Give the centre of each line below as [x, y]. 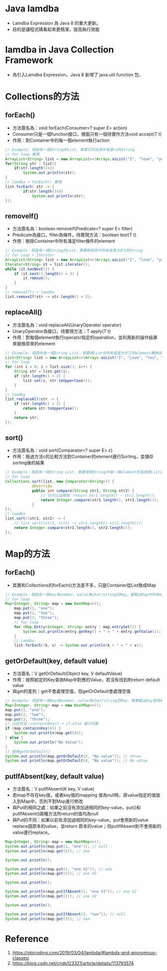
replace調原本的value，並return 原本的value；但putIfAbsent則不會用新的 [87, 826]
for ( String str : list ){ [31, 164]
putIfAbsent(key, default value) [55, 776]
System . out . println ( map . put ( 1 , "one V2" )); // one [59, 869]
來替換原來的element [34, 343]
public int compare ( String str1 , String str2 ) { [83, 490]
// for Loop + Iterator [30, 255]
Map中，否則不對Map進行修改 [52, 801]
